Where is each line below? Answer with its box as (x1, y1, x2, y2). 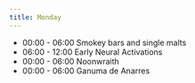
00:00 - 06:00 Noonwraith (21, 56, 120, 66)
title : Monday (9, 12, 62, 22)
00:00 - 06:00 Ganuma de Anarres (21, 65, 150, 76)
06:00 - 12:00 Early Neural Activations (21, 46, 163, 57)
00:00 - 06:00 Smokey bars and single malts (21, 37, 187, 48)
